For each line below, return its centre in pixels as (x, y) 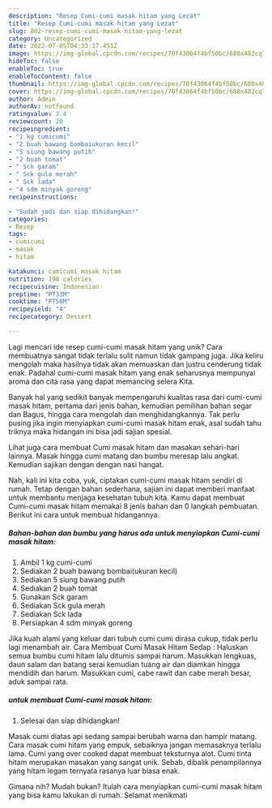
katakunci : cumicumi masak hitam (65, 271)
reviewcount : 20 (36, 122)
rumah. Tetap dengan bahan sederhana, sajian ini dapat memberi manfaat (132, 488)
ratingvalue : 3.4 (38, 114)
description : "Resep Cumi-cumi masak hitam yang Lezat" (104, 16)
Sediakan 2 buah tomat (59, 588)
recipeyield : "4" (38, 309)
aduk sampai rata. (38, 681)
